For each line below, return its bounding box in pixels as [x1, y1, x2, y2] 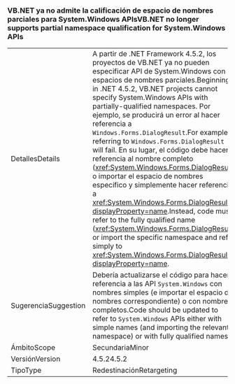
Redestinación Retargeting [92, 366, 178, 376]
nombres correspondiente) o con [92, 297, 201, 306]
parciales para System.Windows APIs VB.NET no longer [7, 14, 199, 24]
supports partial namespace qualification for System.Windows [7, 23, 226, 33]
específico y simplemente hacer [92, 180, 198, 190]
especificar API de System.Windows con [92, 66, 226, 76]
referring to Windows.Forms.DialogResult [92, 136, 225, 146]
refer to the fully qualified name [92, 215, 196, 225]
